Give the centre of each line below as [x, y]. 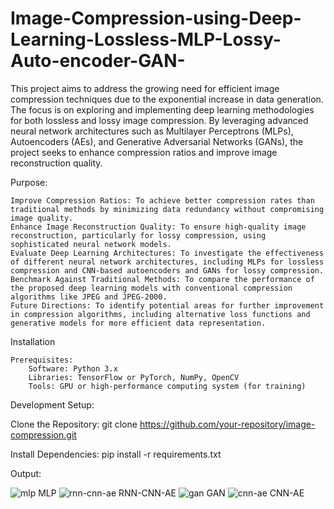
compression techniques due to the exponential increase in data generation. [167, 99]
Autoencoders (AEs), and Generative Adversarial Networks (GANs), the [157, 141]
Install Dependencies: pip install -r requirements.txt [116, 454]
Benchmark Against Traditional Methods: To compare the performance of [162, 279]
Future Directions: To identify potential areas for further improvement [167, 305]
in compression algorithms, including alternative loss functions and [160, 314]
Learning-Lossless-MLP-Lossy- [146, 39]
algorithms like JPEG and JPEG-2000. [89, 297]
